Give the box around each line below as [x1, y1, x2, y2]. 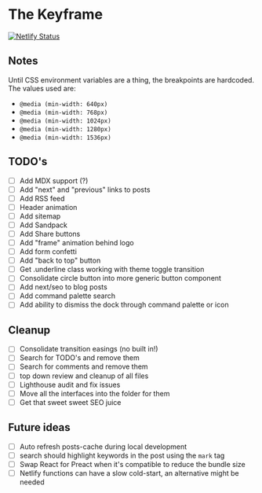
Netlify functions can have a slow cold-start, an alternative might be [19, 468, 239, 477]
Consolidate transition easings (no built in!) [19, 344, 158, 354]
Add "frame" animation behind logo [19, 238, 135, 247]
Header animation [19, 202, 78, 212]
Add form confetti [19, 247, 77, 256]
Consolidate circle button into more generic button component [19, 274, 222, 283]
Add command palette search [19, 291, 116, 300]
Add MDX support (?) [19, 175, 89, 186]
